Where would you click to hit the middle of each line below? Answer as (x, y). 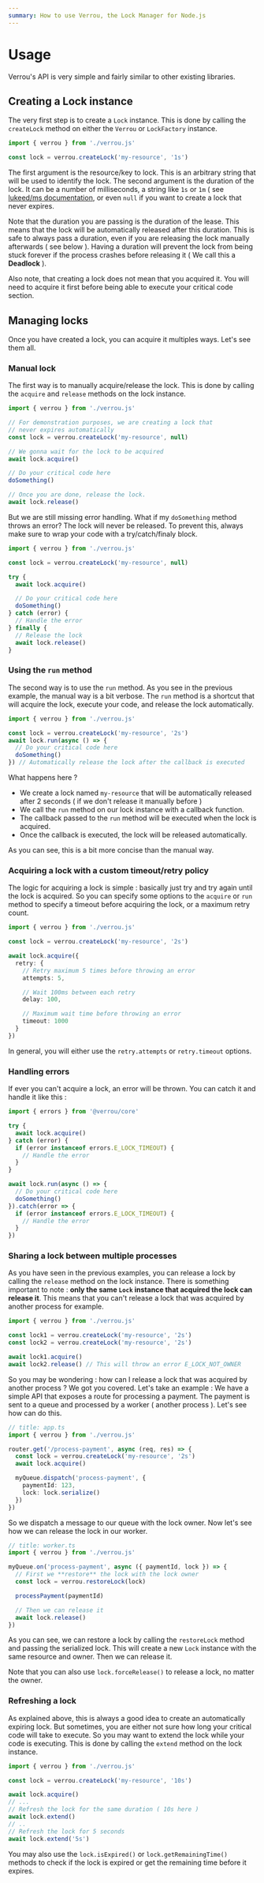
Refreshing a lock (42, 1701)
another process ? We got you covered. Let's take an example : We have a (128, 1388)
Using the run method (50, 670)
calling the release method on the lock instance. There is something (119, 1282)
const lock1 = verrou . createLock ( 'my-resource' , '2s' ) (100, 1335)
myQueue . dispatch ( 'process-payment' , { (81, 1478)
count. (19, 913)
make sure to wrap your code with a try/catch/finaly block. (103, 533)
